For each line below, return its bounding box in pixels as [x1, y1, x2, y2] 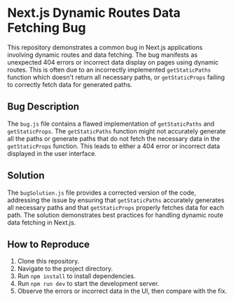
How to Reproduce [7, 238, 90, 250]
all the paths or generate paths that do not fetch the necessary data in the [7, 134, 221, 143]
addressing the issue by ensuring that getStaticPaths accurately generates [7, 195, 225, 204]
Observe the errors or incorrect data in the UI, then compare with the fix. [17, 287, 228, 296]
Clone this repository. [17, 257, 80, 265]
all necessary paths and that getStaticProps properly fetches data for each [7, 203, 224, 211]
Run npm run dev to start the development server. [17, 280, 160, 288]
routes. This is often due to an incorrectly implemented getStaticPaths [7, 65, 212, 74]
